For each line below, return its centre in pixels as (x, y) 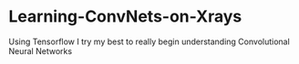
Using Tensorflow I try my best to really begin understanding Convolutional (149, 41)
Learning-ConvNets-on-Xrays (125, 17)
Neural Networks (41, 50)
